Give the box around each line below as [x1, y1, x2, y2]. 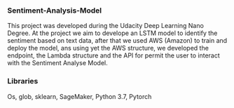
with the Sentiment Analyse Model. [7, 59, 109, 67]
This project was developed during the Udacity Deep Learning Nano [7, 22, 205, 30]
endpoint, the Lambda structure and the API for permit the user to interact [7, 51, 221, 60]
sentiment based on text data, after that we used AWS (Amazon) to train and [7, 36, 228, 45]
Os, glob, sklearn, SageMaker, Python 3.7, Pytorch [7, 92, 152, 100]
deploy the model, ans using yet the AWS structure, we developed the [7, 44, 209, 53]
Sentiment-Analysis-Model [7, 6, 102, 15]
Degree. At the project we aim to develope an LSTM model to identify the [7, 29, 218, 37]
